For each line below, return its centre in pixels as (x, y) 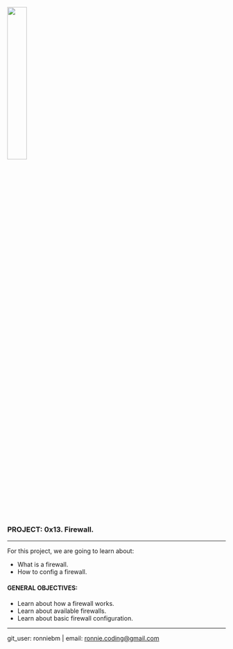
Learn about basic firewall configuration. (75, 618)
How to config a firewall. (52, 572)
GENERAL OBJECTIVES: (43, 588)
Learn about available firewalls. (62, 611)
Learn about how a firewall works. (66, 603)
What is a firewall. (43, 565)
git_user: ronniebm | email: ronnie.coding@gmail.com (83, 638)
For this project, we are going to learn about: (71, 551)
